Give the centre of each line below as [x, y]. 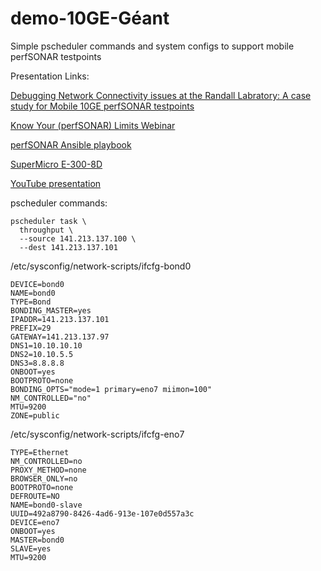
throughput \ [46, 230]
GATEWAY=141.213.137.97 [60, 337]
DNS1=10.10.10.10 [46, 345]
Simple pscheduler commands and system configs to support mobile [152, 46]
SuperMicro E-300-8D [56, 164]
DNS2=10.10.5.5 [42, 354]
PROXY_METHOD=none [48, 470]
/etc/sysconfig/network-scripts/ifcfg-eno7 [97, 434]
